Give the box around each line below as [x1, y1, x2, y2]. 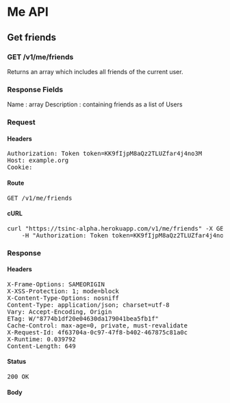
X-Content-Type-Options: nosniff [7, 294, 120, 302]
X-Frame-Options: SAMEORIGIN [7, 280, 105, 288]
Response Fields [7, 84, 64, 94]
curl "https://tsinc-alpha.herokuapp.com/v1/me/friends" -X [7, 224, 214, 232]
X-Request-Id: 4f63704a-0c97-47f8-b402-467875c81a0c [7, 328, 188, 336]
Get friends [7, 32, 57, 43]
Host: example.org [7, 157, 69, 165]
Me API [7, 4, 49, 20]
